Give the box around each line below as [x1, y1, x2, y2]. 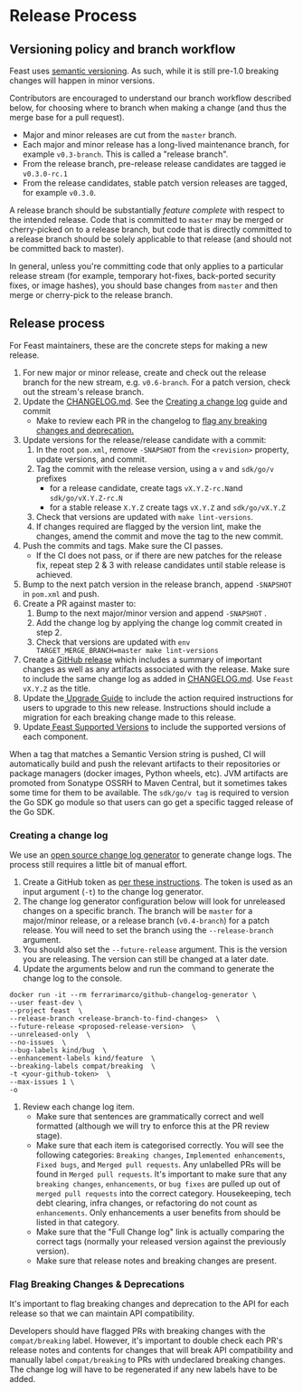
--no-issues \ [9, 1038, 67, 1047]
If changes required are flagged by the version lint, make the [35, 521, 262, 532]
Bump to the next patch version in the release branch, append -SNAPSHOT [22, 579, 292, 590]
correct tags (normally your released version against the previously [35, 1236, 287, 1247]
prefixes [35, 473, 67, 484]
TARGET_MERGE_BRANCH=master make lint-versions [35, 646, 219, 655]
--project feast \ [9, 1006, 83, 1015]
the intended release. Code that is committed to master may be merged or [9, 215, 284, 225]
